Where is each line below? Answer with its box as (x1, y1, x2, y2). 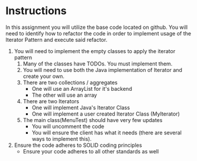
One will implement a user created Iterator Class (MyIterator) (31, 110, 180, 117)
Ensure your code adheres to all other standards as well (22, 147, 159, 155)
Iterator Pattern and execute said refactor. (5, 36, 108, 43)
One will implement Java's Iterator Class (31, 104, 130, 111)
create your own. (22, 73, 64, 80)
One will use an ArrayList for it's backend (31, 85, 133, 92)
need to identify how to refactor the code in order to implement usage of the (5, 29, 192, 37)
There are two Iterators (22, 97, 79, 104)
